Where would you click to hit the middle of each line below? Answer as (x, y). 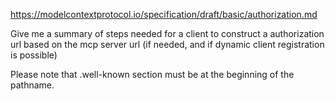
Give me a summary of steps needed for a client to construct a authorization (167, 33)
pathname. (32, 85)
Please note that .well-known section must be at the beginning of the (152, 74)
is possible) (34, 55)
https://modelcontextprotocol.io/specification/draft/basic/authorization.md (164, 14)
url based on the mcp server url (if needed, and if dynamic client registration (167, 44)
